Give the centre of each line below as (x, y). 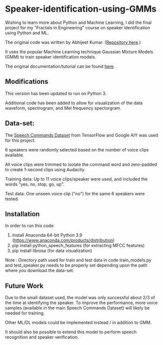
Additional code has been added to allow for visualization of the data (74, 103)
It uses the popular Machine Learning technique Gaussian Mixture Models (79, 52)
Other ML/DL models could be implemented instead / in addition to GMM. (78, 323)
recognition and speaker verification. (42, 337)
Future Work (24, 286)
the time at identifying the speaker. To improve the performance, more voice (81, 303)
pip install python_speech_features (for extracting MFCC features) (78, 246)
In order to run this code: (30, 226)
